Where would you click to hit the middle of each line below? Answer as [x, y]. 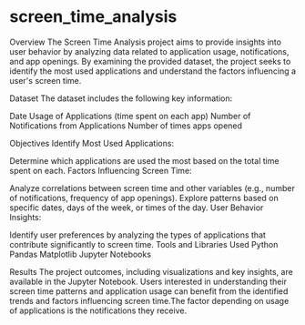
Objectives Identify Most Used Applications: [92, 143]
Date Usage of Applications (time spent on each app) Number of [130, 116]
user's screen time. [46, 80]
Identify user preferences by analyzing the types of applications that [138, 235]
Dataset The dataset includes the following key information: [121, 98]
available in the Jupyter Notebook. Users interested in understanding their [148, 281]
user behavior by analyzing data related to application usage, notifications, [149, 51]
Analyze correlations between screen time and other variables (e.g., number [152, 188]
